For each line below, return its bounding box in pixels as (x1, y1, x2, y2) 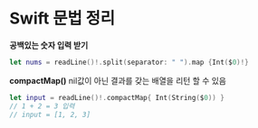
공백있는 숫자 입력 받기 (9, 40, 89, 50)
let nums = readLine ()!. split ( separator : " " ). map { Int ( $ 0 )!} (9, 58, 249, 67)
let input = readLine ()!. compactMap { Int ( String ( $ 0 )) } (9, 93, 225, 102)
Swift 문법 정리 (9, 8, 116, 29)
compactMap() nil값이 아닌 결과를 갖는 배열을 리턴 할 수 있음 (9, 75, 226, 86)
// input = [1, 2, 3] (9, 110, 91, 119)
